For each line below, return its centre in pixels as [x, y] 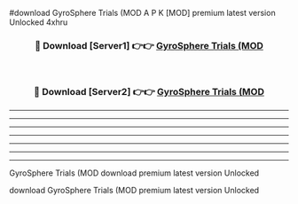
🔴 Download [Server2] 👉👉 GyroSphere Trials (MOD [149, 92]
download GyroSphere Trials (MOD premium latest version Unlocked [134, 190]
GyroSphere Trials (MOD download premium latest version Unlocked [134, 173]
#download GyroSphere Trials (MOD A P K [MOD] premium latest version [143, 13]
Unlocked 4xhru [39, 22]
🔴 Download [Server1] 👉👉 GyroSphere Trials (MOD [149, 45]
